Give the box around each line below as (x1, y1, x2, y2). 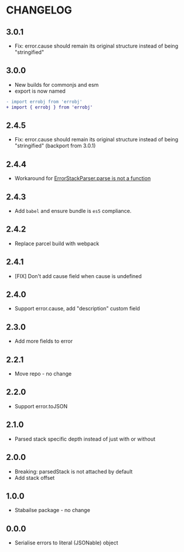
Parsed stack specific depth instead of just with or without (14, 435, 156, 442)
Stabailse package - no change (14, 507, 91, 514)
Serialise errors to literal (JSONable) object (14, 539, 118, 546)
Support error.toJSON (14, 402, 68, 409)
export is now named (14, 87, 66, 94)
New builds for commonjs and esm (14, 81, 99, 88)
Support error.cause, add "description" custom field (14, 305, 141, 312)
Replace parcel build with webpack (14, 240, 100, 247)
